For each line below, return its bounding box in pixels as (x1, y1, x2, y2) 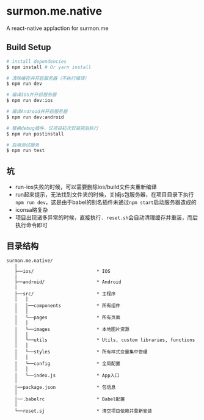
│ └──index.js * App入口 (14, 372, 120, 378)
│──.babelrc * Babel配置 (14, 396, 125, 402)
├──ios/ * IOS (14, 268, 111, 274)
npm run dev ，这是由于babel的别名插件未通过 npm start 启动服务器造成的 (15, 198, 197, 206)
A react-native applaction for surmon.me (6, 24, 109, 32)
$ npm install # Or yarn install (6, 64, 92, 70)
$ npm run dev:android (6, 114, 64, 120)
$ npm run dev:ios (6, 98, 53, 104)
